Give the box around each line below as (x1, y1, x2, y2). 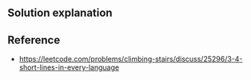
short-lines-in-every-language (18, 63, 120, 72)
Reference (7, 33, 61, 47)
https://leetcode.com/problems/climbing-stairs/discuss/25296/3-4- (18, 55, 243, 64)
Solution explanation (7, 6, 113, 20)
